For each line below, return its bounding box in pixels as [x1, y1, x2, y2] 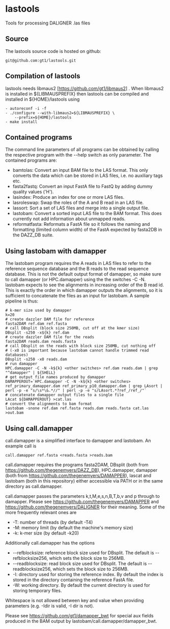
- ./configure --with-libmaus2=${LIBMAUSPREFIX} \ [5, 110, 115, 115]
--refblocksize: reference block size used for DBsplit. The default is [12, 550, 154, 556]
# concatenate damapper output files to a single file [5, 393, 124, 398]
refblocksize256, [12, 555, 48, 561]
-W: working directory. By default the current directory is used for [12, 582, 150, 588]
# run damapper [5, 362, 38, 367]
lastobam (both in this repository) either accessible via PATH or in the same [5, 478, 163, 484]
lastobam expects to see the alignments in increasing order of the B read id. [5, 282, 164, 288]
